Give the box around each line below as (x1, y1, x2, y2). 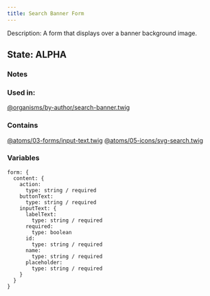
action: (19, 181, 41, 187)
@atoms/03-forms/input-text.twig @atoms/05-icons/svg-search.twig (7, 136, 204, 144)
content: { (13, 174, 45, 182)
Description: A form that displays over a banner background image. (7, 29, 198, 37)
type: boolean (32, 229, 72, 236)
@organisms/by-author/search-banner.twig (7, 104, 130, 112)
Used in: (7, 87, 36, 97)
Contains (7, 121, 38, 130)
